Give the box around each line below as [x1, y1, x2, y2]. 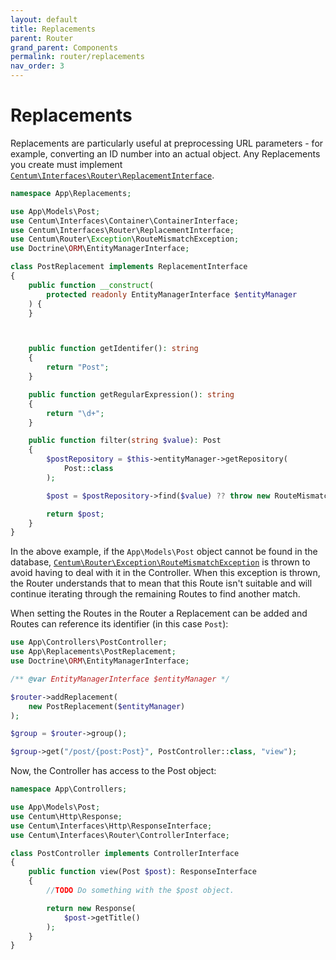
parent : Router [10, 33, 74, 43]
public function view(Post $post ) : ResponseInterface [28, 867, 257, 877]
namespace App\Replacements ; [10, 188, 132, 198]
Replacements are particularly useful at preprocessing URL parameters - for [10, 137, 324, 149]
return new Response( [46, 903, 137, 913]
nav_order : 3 [10, 61, 65, 71]
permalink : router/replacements [10, 52, 145, 62]
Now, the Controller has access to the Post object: [10, 765, 217, 777]
